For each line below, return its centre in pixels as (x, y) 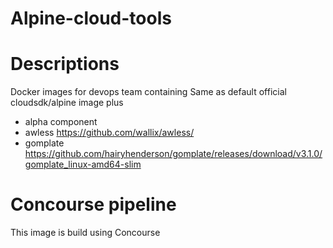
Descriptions (65, 64)
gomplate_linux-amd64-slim (83, 164)
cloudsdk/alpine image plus (67, 103)
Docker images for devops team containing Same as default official (148, 92)
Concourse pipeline (93, 204)
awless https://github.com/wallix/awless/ (109, 133)
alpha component (61, 122)
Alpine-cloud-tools (91, 18)
